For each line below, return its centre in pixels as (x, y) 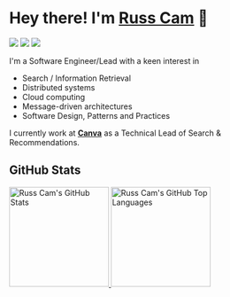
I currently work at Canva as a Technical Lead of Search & (115, 133)
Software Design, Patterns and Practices (96, 115)
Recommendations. (44, 142)
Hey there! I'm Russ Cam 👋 (109, 18)
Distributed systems (58, 87)
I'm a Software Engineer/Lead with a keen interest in (104, 60)
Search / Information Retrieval (76, 78)
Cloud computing (54, 97)
